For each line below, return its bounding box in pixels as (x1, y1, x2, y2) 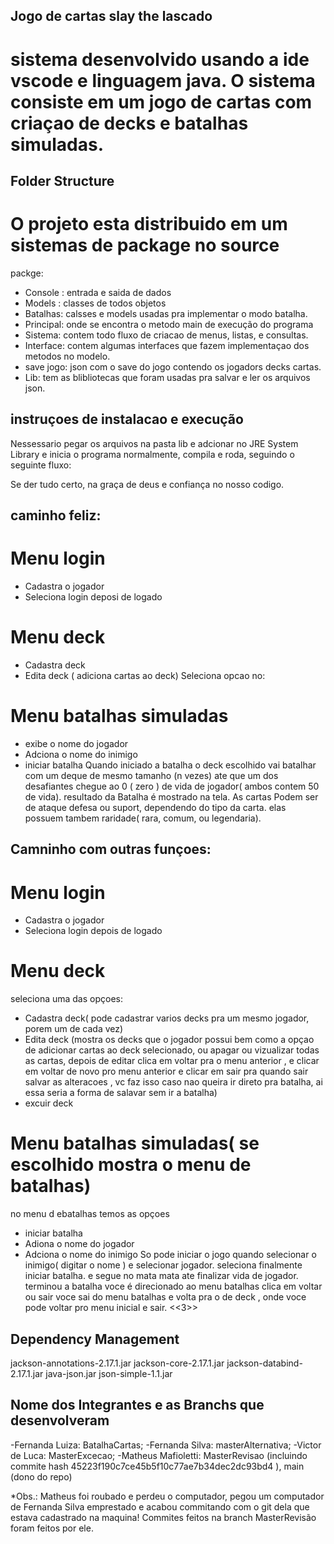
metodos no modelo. (24, 350, 111, 362)
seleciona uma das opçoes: (10, 993, 124, 1005)
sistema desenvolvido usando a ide (10, 48, 310, 71)
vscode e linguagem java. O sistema (10, 69, 316, 92)
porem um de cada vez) (24, 1023, 124, 1035)
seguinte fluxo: (10, 459, 72, 471)
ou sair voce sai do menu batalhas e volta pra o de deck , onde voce (24, 1291, 307, 1303)
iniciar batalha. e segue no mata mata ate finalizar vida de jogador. (24, 1270, 299, 1282)
